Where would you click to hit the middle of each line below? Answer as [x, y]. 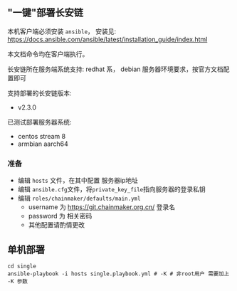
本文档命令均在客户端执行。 [48, 54]
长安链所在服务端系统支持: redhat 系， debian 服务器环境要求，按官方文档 [116, 69]
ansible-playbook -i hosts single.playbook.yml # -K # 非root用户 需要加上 [118, 274]
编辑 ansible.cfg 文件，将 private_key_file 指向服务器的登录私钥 [112, 189]
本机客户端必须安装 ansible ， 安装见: [62, 31]
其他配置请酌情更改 [57, 225]
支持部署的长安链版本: [40, 93]
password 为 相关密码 [60, 216]
